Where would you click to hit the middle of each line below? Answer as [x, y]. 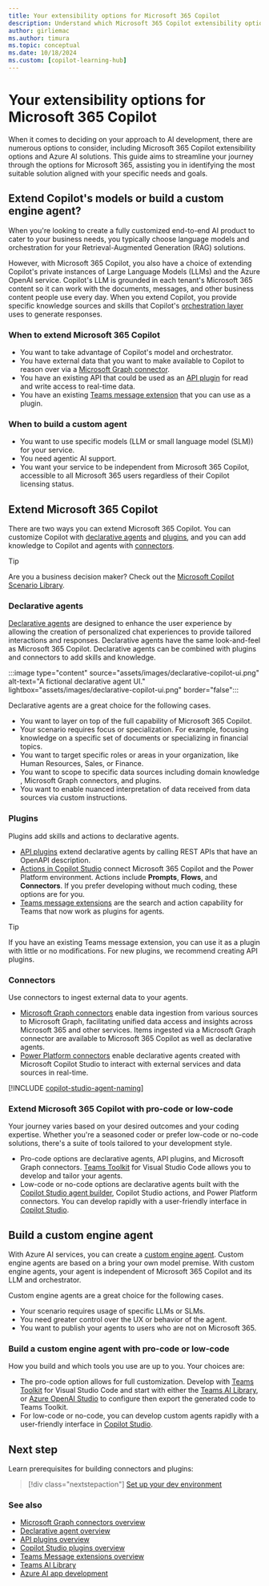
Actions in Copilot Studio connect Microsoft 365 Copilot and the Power [137, 868]
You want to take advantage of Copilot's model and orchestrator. [126, 352]
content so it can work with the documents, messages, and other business [131, 289]
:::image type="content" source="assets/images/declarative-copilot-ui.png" [134, 673]
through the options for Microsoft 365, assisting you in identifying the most [132, 164]
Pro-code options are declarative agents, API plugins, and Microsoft [132, 1159]
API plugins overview [54, 1540]
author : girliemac [39, 30]
